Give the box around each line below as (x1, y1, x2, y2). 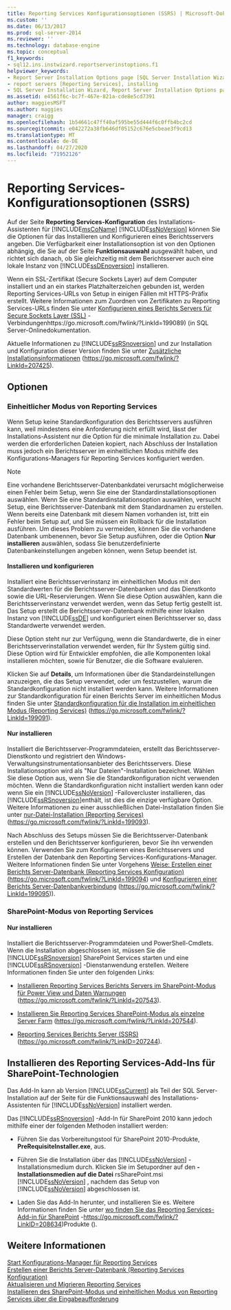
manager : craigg (7, 112, 54, 119)
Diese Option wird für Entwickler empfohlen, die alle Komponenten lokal (7, 649, 211, 657)
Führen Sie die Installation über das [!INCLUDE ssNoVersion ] (16, 1155, 187, 1164)
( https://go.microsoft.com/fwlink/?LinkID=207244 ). (16, 1038, 163, 1046)
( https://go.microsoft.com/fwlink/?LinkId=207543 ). (16, 996, 162, 1005)
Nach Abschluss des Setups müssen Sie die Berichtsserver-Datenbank (7, 831, 208, 839)
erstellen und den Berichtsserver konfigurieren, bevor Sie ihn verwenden (7, 838, 213, 847)
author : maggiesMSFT (7, 100, 67, 107)
